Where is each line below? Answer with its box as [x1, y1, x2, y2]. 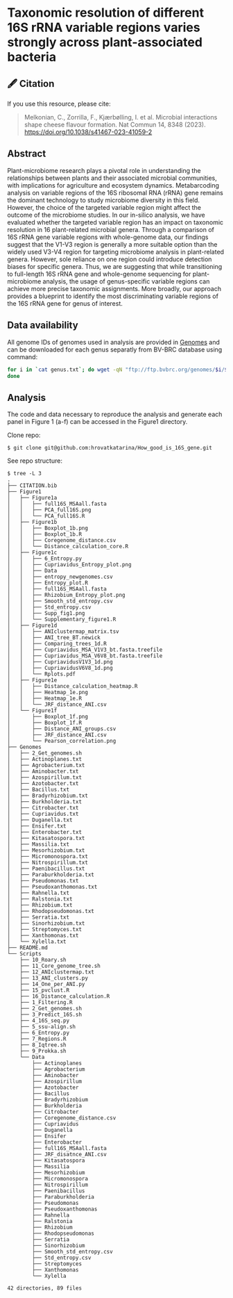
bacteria [7, 49, 57, 65]
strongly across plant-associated [7, 35, 203, 50]
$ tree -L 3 [7, 470, 42, 477]
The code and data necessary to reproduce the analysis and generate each [7, 410, 223, 418]
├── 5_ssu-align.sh [19, 1024, 76, 1030]
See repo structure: [7, 457, 62, 465]
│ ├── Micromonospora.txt [7, 853, 89, 860]
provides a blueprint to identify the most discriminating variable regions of [7, 292, 218, 300]
